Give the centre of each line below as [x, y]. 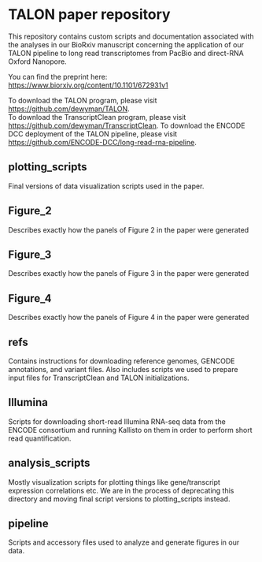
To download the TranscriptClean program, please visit [97, 117]
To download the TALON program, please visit [83, 100]
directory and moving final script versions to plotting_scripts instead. [119, 499]
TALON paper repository [89, 15]
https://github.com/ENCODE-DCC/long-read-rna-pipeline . [102, 142]
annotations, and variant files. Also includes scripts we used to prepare [123, 369]
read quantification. [40, 438]
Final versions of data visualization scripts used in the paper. [106, 186]
